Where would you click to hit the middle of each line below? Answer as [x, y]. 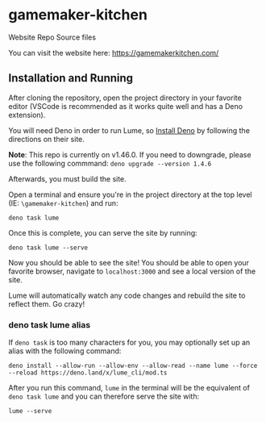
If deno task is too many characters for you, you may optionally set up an [129, 343]
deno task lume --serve [48, 248]
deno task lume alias [50, 324]
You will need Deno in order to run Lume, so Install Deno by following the [129, 130]
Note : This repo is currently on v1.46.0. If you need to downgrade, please [130, 154]
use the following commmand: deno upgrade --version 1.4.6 [110, 163]
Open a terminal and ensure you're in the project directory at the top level [130, 194]
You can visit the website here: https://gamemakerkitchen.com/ [114, 52]
